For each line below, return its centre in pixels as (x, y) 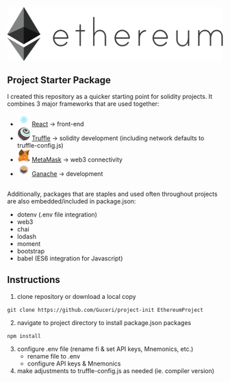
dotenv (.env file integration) (57, 214)
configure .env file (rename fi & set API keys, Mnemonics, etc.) (105, 349)
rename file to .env (54, 356)
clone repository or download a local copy (76, 296)
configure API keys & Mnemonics (74, 363)
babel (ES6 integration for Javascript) (70, 258)
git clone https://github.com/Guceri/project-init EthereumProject (105, 310)
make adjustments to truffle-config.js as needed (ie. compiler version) (115, 370)
